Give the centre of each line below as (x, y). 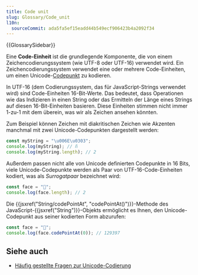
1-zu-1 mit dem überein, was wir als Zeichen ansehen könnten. (82, 112)
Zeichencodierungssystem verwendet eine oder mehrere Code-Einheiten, (96, 69)
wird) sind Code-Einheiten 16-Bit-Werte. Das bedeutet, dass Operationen (95, 93)
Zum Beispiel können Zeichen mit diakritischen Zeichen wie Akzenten (91, 124)
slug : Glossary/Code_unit (38, 17)
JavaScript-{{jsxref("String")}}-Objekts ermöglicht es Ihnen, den (85, 210)
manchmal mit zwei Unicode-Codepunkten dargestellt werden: (82, 130)
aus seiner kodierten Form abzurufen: (80, 216)
